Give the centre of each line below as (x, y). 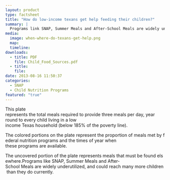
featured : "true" (24, 95)
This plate (16, 109)
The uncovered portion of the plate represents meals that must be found (80, 156)
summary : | (17, 24)
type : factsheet (22, 15)
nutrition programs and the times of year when (68, 140)
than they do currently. (30, 172)
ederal (12, 140)
